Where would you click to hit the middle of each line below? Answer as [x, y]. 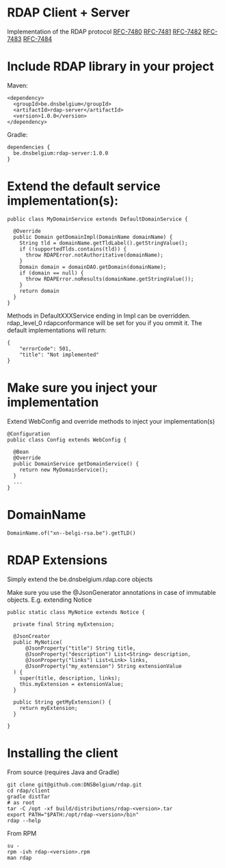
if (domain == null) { [52, 273]
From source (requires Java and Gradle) [63, 772]
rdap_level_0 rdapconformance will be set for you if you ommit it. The [105, 322]
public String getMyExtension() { [62, 702]
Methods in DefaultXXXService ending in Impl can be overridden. [99, 316]
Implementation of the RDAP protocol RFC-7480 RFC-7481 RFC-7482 [104, 31]
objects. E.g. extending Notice [50, 600]
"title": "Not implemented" [59, 355]
